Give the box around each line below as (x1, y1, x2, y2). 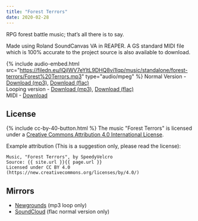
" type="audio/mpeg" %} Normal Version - (81, 73, 186, 80)
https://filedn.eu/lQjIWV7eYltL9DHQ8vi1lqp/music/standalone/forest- (20, 66, 188, 73)
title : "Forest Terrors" (6, 8, 68, 15)
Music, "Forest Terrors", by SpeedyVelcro (6, 154, 113, 160)
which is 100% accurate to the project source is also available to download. (6, 48, 191, 55)
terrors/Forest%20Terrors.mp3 (6, 73, 82, 80)
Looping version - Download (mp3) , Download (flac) (6, 85, 134, 92)
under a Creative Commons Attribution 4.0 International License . (6, 131, 164, 138)
